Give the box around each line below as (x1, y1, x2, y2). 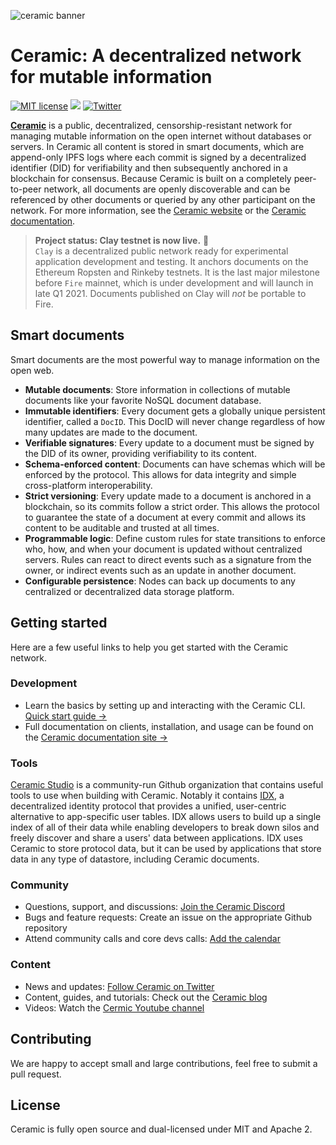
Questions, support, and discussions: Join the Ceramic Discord (24, 901, 285, 913)
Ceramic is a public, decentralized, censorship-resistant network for (10, 119, 293, 131)
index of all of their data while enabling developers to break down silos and (10, 821, 320, 834)
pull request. (10, 1068, 62, 1080)
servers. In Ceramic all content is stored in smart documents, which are (10, 140, 305, 152)
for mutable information (10, 66, 213, 89)
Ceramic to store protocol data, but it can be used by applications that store (10, 843, 322, 855)
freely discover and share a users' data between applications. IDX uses (10, 832, 303, 844)
